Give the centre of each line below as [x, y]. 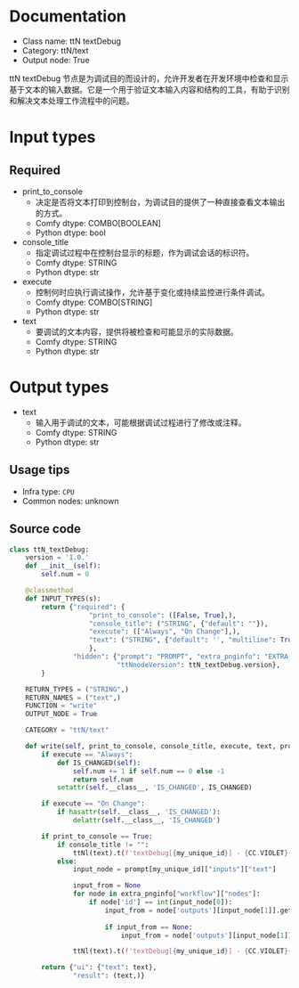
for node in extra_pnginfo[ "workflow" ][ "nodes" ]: [166, 894]
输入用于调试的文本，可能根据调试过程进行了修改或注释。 [141, 422]
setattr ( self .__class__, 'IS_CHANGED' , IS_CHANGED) [154, 788]
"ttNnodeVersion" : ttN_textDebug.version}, [198, 665]
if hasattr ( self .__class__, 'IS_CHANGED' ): [138, 812]
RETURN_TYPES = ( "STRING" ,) [77, 689]
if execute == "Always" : [87, 755]
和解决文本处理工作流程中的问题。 [72, 101]
